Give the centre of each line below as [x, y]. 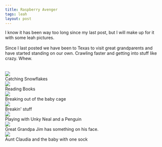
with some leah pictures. [30, 38]
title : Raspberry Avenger [31, 10]
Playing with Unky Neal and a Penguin [43, 119]
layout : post [18, 19]
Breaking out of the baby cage [36, 99]
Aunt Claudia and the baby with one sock [46, 139]
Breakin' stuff [19, 109]
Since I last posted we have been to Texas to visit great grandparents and [79, 48]
